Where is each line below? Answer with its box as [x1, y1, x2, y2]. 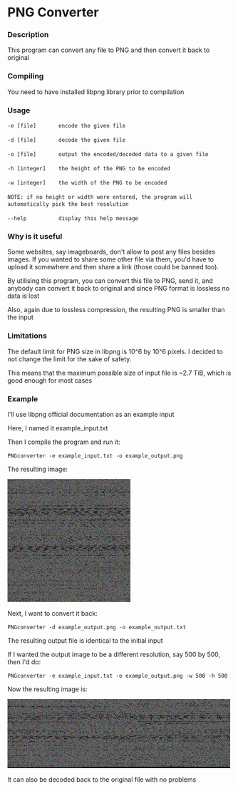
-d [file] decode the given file [7, 137, 126, 144]
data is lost [7, 291, 40, 300]
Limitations [7, 331, 48, 341]
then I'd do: [7, 657, 41, 666]
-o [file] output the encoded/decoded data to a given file [7, 151, 209, 158]
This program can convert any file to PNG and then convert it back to [7, 46, 210, 54]
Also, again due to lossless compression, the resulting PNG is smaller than [7, 306, 225, 314]
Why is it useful [7, 232, 63, 241]
